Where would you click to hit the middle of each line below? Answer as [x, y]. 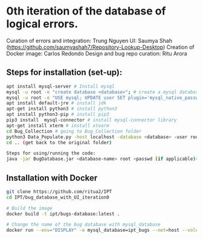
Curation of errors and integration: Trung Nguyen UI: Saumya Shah [89, 40]
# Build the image [29, 208]
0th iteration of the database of [86, 11]
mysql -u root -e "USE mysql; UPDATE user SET [66, 98]
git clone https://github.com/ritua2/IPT [59, 191]
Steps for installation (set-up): [64, 73]
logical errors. [42, 24]
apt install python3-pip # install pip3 [58, 115]
